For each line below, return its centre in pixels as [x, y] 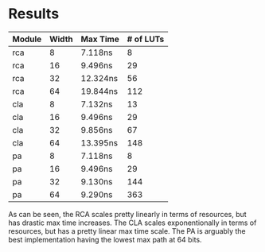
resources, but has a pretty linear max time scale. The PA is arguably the [127, 231]
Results [34, 14]
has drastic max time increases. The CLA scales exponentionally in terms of [132, 223]
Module [27, 39]
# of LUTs [146, 39]
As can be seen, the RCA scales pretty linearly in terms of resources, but [127, 214]
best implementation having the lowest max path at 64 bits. [105, 239]
